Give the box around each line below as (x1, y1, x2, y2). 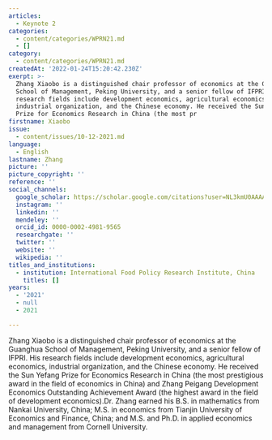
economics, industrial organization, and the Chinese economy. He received (8, 361, 259, 371)
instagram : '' (15, 201, 63, 209)
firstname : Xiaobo (8, 118, 70, 126)
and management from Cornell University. (8, 421, 148, 431)
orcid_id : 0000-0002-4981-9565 (15, 223, 121, 231)
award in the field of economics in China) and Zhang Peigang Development (8, 378, 259, 388)
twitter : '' (15, 239, 57, 247)
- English (15, 148, 49, 156)
